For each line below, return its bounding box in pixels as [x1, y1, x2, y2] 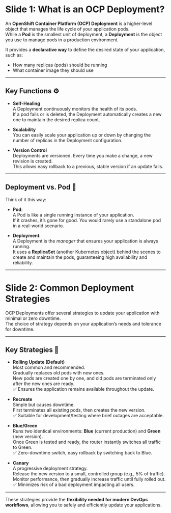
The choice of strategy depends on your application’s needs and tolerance [5, 320, 162, 327]
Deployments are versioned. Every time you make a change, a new [12, 152, 153, 158]
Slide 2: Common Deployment [5, 282, 134, 293]
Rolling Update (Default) [12, 359, 65, 365]
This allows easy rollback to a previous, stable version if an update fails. [12, 163, 164, 169]
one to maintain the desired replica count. [12, 116, 100, 123]
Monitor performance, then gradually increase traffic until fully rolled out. [12, 476, 166, 482]
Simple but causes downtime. [12, 401, 75, 408]
